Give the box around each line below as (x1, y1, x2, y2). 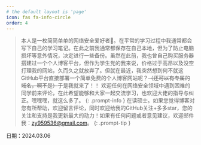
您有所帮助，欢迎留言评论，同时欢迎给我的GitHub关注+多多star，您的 (20, 104, 193, 111)
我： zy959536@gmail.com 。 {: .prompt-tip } (20, 119, 131, 126)
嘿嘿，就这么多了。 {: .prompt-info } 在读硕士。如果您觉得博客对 (36, 97, 195, 104)
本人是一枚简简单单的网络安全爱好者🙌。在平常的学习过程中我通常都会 (20, 37, 193, 44)
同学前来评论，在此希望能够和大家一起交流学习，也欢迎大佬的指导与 (20, 89, 189, 96)
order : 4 (6, 20, 28, 26)
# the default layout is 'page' (6, 8, 87, 15)
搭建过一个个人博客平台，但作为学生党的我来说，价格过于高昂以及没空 (20, 59, 194, 67)
